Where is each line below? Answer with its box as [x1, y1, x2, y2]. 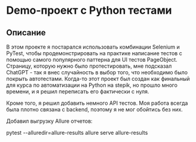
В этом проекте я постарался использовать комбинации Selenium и [6, 43, 180, 50]
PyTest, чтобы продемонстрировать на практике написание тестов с [6, 50, 182, 57]
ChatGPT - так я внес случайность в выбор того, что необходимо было [6, 69, 188, 75]
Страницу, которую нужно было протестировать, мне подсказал [6, 62, 172, 70]
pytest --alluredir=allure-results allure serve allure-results [6, 129, 148, 136]
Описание [6, 28, 46, 38]
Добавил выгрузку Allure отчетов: [6, 117, 93, 125]
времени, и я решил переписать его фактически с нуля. [6, 88, 149, 95]
